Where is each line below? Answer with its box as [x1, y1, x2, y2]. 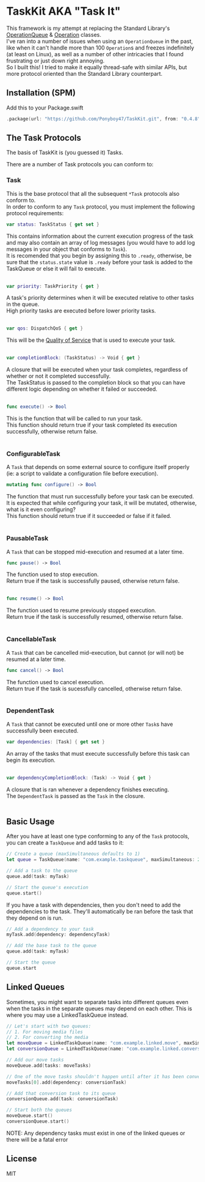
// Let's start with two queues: [6, 1023, 92, 1029]
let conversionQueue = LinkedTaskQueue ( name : [6, 1046, 124, 1052]
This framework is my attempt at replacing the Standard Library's [6, 24, 170, 32]
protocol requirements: [6, 209, 64, 216]
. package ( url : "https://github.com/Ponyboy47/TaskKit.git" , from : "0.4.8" [6, 116, 201, 122]
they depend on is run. [6, 914, 63, 922]
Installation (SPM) [6, 87, 76, 98]
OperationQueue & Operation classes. [6, 31, 102, 38]
